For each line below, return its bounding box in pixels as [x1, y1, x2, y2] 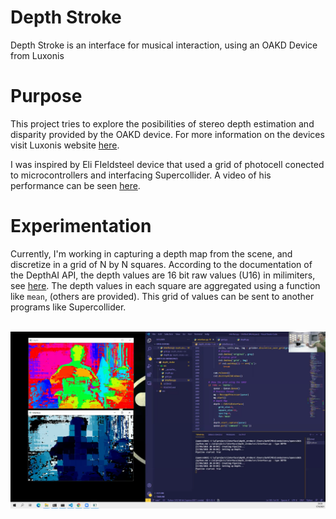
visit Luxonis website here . [10, 139, 120, 151]
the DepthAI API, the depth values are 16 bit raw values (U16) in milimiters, [10, 269, 316, 281]
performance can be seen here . [10, 179, 141, 191]
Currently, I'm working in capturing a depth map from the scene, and [10, 247, 293, 260]
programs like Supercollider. [10, 301, 127, 313]
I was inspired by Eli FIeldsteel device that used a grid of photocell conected [10, 158, 325, 170]
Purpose [10, 85, 83, 108]
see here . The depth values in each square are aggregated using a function [10, 279, 321, 291]
